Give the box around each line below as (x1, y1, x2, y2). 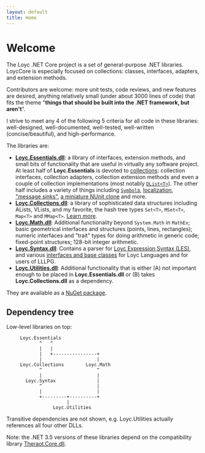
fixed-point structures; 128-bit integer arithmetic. (15, 238, 139, 246)
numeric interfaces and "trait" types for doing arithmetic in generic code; (15, 232, 199, 239)
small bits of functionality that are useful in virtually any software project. (15, 160, 199, 168)
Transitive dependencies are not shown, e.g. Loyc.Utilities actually (6, 415, 173, 422)
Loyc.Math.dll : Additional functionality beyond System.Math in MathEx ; (15, 219, 190, 226)
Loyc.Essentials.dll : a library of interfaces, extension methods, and (15, 154, 185, 161)
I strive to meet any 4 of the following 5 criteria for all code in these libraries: (6, 117, 199, 125)
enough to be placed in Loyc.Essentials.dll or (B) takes (15, 271, 155, 278)
